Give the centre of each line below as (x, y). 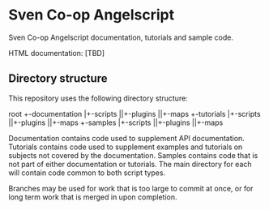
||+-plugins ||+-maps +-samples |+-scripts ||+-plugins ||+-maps (116, 122)
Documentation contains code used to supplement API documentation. (126, 138)
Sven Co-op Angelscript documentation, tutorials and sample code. (121, 37)
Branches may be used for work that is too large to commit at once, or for (131, 188)
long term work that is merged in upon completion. (93, 197)
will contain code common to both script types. (87, 173)
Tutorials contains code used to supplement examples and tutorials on (126, 147)
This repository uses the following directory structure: (98, 98)
